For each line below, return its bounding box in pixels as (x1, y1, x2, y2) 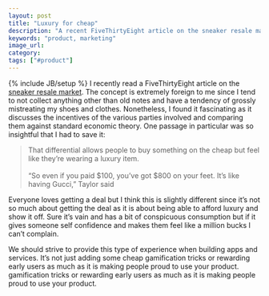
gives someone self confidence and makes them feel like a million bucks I (8, 220, 251, 229)
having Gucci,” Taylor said (27, 179, 114, 189)
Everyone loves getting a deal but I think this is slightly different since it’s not (8, 194, 260, 205)
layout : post (8, 11, 52, 20)
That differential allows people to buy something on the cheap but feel (27, 145, 260, 155)
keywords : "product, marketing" (8, 34, 116, 43)
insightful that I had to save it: (8, 129, 106, 139)
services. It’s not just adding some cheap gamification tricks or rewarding (8, 253, 251, 262)
